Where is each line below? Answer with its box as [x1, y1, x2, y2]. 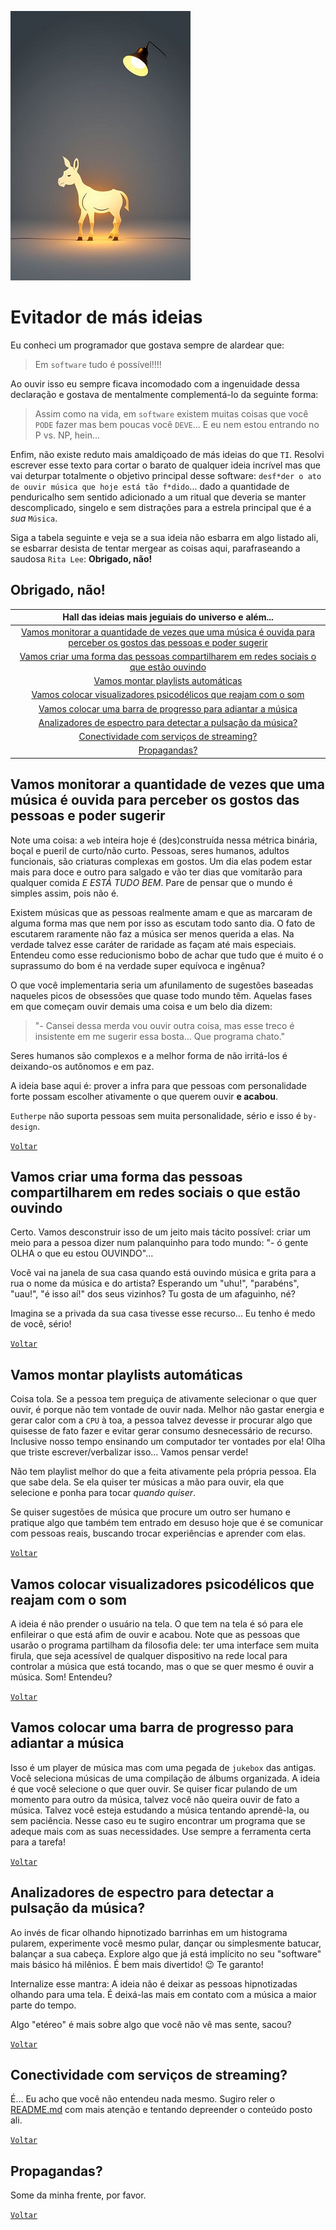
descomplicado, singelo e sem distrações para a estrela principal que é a [10, 501, 312, 513]
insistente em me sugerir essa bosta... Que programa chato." [34, 1030, 286, 1042]
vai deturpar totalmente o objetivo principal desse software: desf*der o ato [10, 469, 322, 481]
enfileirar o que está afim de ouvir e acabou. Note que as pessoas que [10, 1629, 301, 1640]
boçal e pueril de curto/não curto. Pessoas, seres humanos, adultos [10, 844, 290, 856]
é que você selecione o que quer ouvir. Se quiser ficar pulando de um [10, 1782, 298, 1795]
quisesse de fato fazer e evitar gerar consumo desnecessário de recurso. [10, 1425, 313, 1437]
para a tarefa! [10, 1836, 66, 1848]
